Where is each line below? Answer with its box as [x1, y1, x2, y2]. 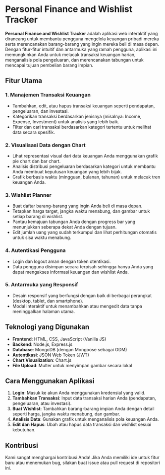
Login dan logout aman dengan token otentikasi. [12, 258, 111, 264]
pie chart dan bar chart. [12, 158, 61, 164]
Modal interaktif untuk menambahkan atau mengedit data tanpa [12, 303, 142, 309]
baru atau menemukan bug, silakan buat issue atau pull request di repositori [5, 460, 160, 466]
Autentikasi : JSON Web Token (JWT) [12, 352, 89, 358]
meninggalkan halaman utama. [12, 308, 75, 314]
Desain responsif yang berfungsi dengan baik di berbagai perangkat [12, 292, 152, 299]
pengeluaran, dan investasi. [12, 108, 69, 114]
